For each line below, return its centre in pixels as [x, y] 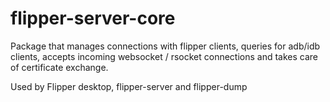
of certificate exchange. [59, 67]
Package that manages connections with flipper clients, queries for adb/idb [165, 46]
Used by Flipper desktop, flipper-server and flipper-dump [129, 86]
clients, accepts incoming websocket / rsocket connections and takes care [164, 56]
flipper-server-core [93, 18]
